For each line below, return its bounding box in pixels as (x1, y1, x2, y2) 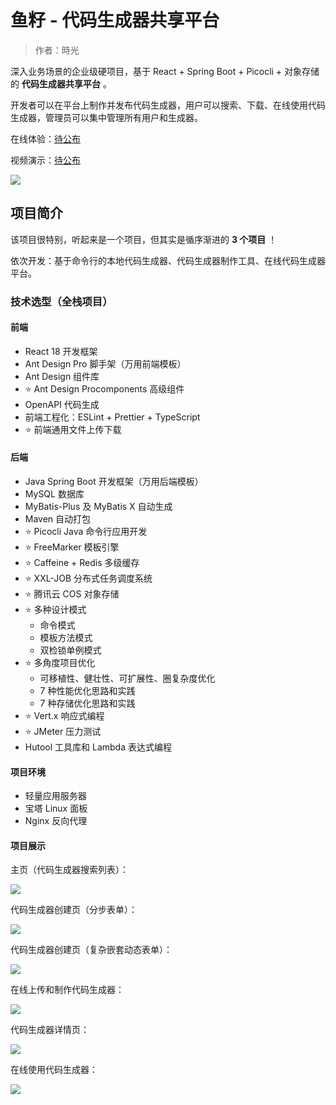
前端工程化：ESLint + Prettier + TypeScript (24, 411, 201, 423)
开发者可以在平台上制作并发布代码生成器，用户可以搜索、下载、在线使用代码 (10, 99, 326, 111)
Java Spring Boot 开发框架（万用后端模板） (24, 476, 204, 488)
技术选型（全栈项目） (10, 294, 113, 308)
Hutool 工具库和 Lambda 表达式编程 (24, 741, 172, 753)
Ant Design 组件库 (24, 370, 100, 382)
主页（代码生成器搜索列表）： (10, 864, 129, 876)
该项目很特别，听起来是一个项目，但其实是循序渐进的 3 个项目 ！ (10, 233, 278, 245)
